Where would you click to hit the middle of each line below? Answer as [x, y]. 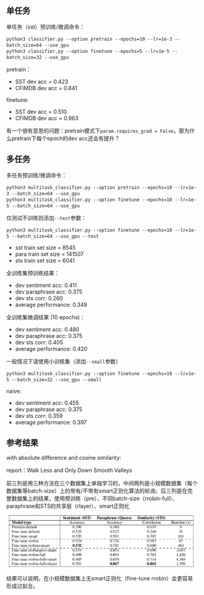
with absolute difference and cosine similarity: [64, 458]
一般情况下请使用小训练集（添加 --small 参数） [64, 361]
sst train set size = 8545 [45, 247]
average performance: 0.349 [51, 305]
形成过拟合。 [22, 586]
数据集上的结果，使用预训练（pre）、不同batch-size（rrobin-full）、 [94, 499]
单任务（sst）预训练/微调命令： [46, 27]
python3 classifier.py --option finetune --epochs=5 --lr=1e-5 [88, 51]
